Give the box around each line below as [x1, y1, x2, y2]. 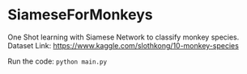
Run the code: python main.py [7, 56, 107, 66]
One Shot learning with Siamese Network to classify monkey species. [7, 32, 240, 42]
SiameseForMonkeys [7, 6, 153, 24]
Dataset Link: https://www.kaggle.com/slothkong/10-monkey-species [7, 40, 240, 50]
